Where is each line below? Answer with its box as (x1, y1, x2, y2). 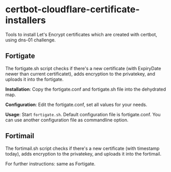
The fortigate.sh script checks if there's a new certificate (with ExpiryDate (5, 65, 161, 71)
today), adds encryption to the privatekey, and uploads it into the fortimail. (5, 150, 162, 157)
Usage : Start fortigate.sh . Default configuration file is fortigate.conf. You (5, 111, 161, 117)
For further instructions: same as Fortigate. (5, 160, 96, 167)
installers (5, 14, 46, 26)
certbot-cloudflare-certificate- (5, 4, 140, 15)
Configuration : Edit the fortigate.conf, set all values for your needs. (5, 101, 147, 107)
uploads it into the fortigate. (5, 76, 64, 82)
